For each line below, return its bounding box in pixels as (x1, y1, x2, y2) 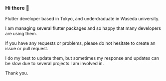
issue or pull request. (5, 46, 48, 52)
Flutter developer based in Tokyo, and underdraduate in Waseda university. (5, 16, 160, 22)
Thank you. (5, 70, 28, 76)
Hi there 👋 (5, 4, 30, 11)
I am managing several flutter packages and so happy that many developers (5, 25, 161, 31)
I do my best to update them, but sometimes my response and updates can (5, 55, 160, 61)
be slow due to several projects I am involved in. (5, 61, 104, 67)
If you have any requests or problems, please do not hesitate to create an (5, 40, 156, 46)
